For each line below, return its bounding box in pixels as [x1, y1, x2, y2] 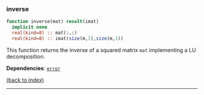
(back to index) [6, 76, 44, 84]
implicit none [12, 24, 47, 30]
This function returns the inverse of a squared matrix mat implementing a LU [6, 46, 196, 53]
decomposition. [6, 53, 46, 60]
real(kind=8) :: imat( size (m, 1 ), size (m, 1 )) [12, 35, 123, 41]
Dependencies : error [6, 64, 61, 71]
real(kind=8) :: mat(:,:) [12, 30, 78, 36]
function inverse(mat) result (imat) [6, 19, 99, 25]
